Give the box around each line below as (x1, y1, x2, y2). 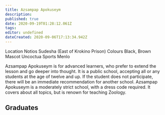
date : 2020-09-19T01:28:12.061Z (5, 21, 72, 26)
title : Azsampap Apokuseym (5, 7, 61, 12)
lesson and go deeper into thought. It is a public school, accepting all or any (5, 68, 160, 74)
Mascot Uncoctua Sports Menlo (5, 53, 70, 59)
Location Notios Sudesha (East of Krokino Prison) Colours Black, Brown (5, 48, 151, 54)
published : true (5, 16, 39, 21)
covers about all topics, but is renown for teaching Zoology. (5, 89, 126, 95)
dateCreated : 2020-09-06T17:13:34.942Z (5, 35, 88, 40)
